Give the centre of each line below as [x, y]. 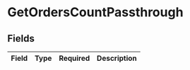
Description [117, 58]
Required [75, 58]
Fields [21, 39]
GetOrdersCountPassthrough [95, 12]
